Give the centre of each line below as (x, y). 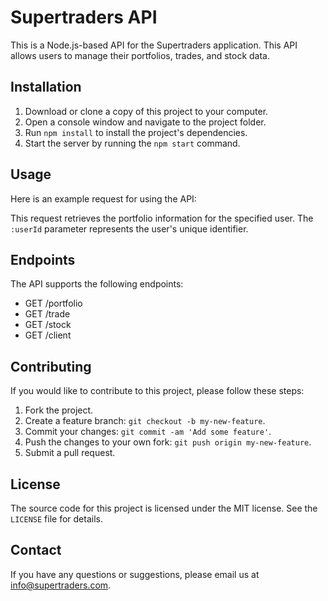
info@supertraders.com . (61, 585)
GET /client (48, 335)
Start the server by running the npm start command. (132, 143)
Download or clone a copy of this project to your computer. (146, 111)
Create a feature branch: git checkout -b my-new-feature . (145, 421)
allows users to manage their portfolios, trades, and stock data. (140, 55)
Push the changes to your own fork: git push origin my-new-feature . (168, 442)
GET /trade (47, 314)
